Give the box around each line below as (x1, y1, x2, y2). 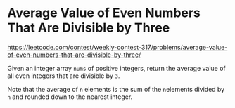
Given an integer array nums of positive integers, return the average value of (7, 64, 227, 72)
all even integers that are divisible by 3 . (7, 72, 120, 80)
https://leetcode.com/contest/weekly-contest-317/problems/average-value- (7, 43, 228, 51)
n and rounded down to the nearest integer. (7, 93, 133, 101)
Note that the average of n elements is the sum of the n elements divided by (7, 85, 225, 93)
